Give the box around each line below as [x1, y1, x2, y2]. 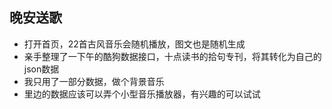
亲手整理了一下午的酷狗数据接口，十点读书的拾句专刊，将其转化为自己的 [23, 50, 322, 62]
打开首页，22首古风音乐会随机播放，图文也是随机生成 [23, 38, 246, 50]
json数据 [23, 63, 60, 75]
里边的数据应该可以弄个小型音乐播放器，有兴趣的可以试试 [23, 88, 261, 100]
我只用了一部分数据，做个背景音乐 [23, 75, 165, 87]
